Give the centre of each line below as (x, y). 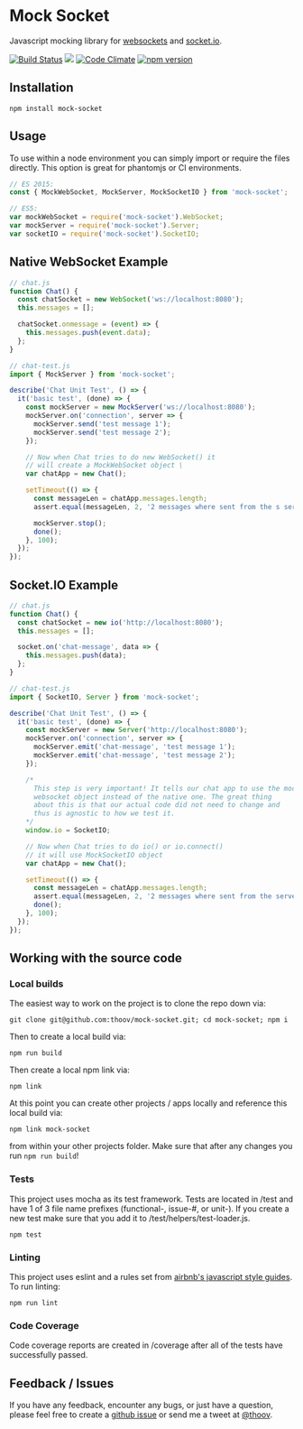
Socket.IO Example (64, 585)
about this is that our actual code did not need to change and (156, 805)
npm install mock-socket (56, 108)
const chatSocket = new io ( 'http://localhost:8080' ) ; (120, 622)
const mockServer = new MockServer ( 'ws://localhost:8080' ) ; (141, 407)
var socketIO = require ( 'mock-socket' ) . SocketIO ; (105, 234)
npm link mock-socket (50, 1129)
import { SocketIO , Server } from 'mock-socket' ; (105, 697)
